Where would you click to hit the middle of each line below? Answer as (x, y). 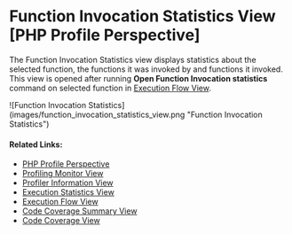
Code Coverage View (61, 221)
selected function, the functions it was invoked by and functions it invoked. (146, 69)
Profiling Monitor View (63, 174)
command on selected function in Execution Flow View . (110, 88)
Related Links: (36, 144)
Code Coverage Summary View (79, 211)
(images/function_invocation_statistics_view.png (97, 114)
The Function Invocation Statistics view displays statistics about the (133, 59)
